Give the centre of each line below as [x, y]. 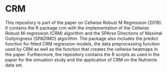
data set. [14, 65]
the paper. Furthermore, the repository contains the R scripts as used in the [83, 54]
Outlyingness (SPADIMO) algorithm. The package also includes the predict [82, 38]
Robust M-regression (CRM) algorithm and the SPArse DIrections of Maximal [84, 33]
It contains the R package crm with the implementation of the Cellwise [77, 27]
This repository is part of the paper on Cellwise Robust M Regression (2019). [84, 22]
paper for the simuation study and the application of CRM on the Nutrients [81, 59]
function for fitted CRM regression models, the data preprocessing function [83, 43]
